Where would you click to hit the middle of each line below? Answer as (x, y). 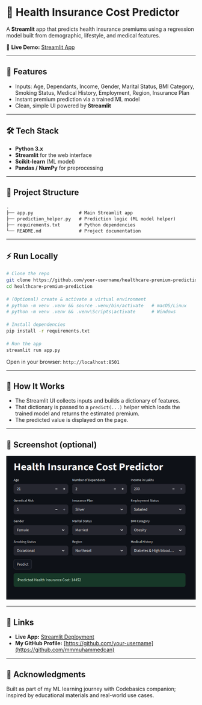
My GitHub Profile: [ (40, 643)
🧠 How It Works (35, 386)
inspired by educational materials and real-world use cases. (80, 695)
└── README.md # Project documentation (74, 231)
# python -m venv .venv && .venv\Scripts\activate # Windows (91, 312)
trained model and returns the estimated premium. (77, 413)
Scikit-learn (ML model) (45, 161)
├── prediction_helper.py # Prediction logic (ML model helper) (91, 219)
